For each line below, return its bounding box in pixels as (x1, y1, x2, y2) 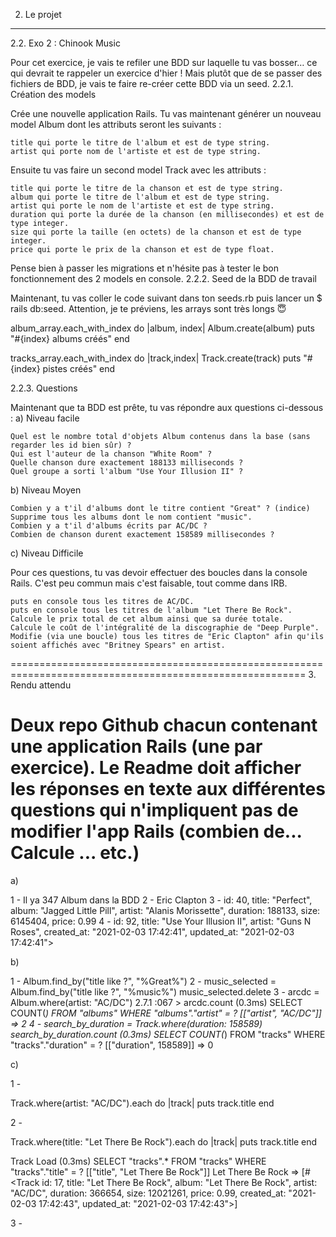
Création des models (10, 89, 97, 100)
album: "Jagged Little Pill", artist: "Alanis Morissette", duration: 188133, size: (10, 904, 321, 916)
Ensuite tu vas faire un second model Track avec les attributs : (10, 164, 267, 176)
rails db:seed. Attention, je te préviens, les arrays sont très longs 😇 (10, 303, 287, 314)
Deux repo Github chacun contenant (10, 714, 318, 737)
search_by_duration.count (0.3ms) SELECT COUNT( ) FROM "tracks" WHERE (10, 1028, 326, 1040)
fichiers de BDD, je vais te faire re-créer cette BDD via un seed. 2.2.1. (10, 78, 294, 89)
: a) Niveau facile (10, 412, 80, 424)
